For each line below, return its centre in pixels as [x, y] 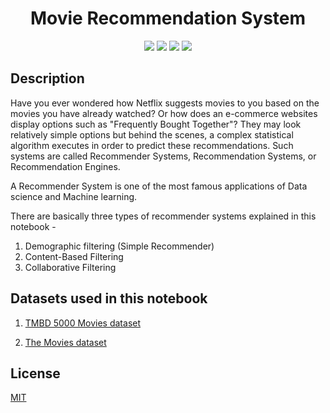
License [35, 373]
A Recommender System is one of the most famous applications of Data [159, 186]
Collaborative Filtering [70, 267]
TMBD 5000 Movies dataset [83, 323]
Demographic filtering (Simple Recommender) [119, 246]
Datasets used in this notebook [109, 298]
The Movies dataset [65, 342]
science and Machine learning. [74, 196]
